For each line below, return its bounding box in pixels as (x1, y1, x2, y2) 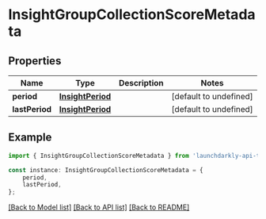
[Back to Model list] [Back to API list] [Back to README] (8, 202, 190, 212)
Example (8, 131, 52, 144)
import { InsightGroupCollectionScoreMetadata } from (8, 152, 190, 159)
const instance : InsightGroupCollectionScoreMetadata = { (8, 166, 203, 174)
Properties (8, 54, 62, 67)
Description (118, 78, 164, 88)
